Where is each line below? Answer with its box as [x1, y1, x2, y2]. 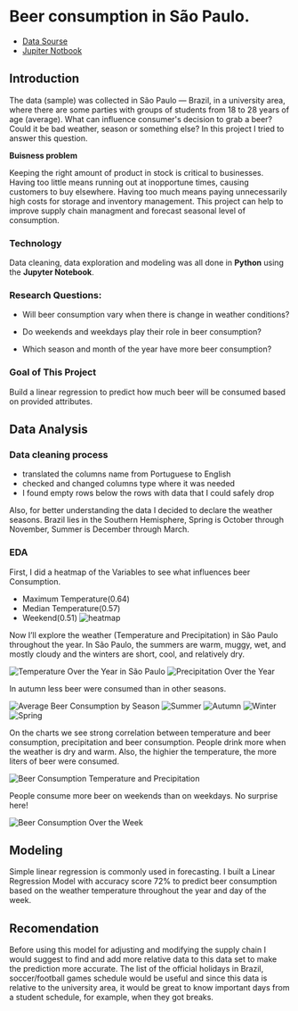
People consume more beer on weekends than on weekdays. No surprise [9, 790, 278, 800]
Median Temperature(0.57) [21, 602, 121, 613]
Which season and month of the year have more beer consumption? [21, 344, 272, 354]
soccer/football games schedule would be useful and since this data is [9, 973, 268, 983]
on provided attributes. [9, 395, 93, 407]
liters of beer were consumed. [9, 756, 120, 767]
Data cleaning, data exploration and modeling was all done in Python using [9, 257, 285, 269]
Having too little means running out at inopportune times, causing [9, 177, 249, 187]
